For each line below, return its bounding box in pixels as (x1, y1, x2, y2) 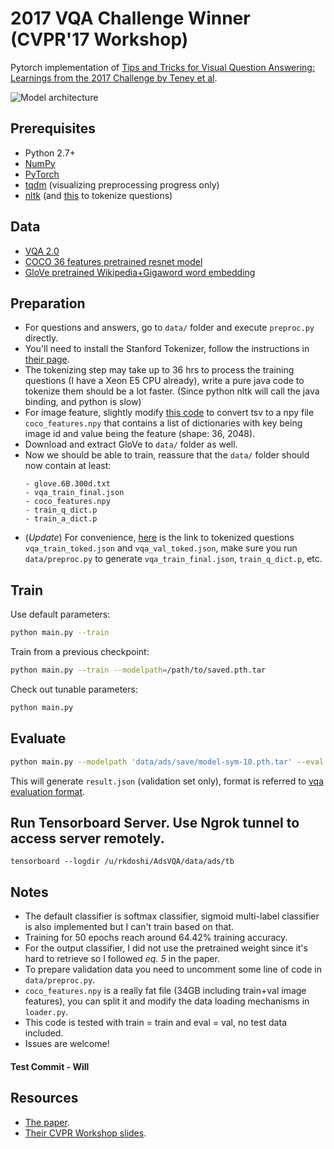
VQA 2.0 (24, 245, 60, 257)
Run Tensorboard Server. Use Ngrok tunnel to (10, 814, 300, 831)
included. (24, 1027, 64, 1039)
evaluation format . (10, 785, 86, 797)
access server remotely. (10, 830, 165, 847)
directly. (24, 332, 59, 344)
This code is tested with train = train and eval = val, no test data (24, 1017, 287, 1029)
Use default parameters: (10, 608, 111, 621)
